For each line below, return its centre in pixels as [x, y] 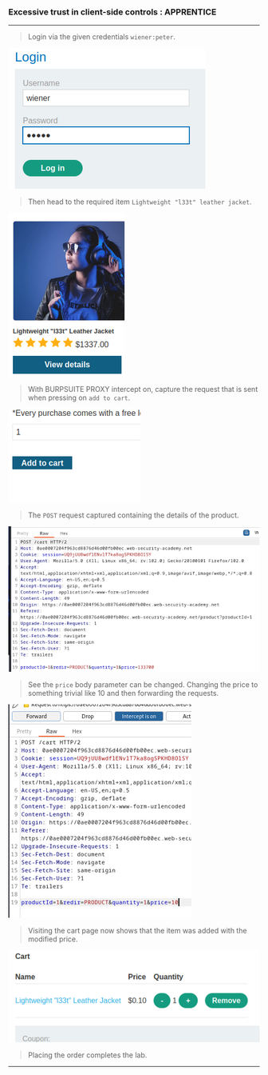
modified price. [53, 939]
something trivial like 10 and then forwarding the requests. [123, 693]
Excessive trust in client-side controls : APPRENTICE [112, 12]
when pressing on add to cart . [79, 398]
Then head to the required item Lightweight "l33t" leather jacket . [140, 202]
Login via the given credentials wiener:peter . [101, 37]
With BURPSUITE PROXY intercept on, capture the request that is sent [143, 390]
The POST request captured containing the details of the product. [133, 515]
